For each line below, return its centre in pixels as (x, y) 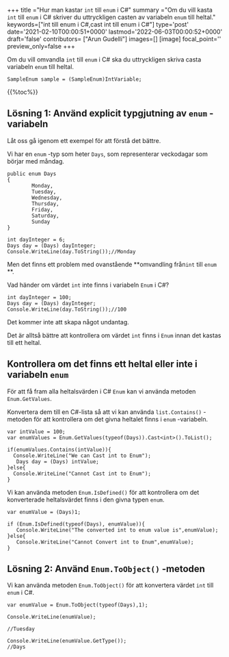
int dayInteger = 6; (37, 240)
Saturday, (45, 216)
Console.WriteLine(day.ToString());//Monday (71, 252)
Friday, (42, 209)
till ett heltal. (24, 342)
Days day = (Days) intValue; (57, 461)
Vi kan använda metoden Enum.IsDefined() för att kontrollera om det (103, 492)
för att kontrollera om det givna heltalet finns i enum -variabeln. (121, 419)
